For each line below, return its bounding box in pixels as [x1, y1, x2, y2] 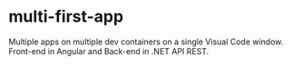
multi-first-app [8, 6, 124, 27]
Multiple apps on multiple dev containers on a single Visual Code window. [8, 36, 284, 47]
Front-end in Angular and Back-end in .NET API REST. [8, 45, 209, 56]
